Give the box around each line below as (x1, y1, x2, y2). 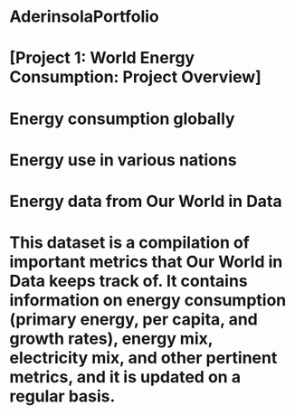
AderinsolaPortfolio (9, 6, 160, 27)
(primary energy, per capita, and (9, 309, 258, 330)
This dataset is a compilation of (9, 232, 251, 253)
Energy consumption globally (9, 108, 235, 128)
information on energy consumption (9, 290, 287, 311)
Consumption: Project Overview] (9, 67, 262, 88)
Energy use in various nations (9, 149, 237, 170)
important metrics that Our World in (9, 251, 283, 272)
